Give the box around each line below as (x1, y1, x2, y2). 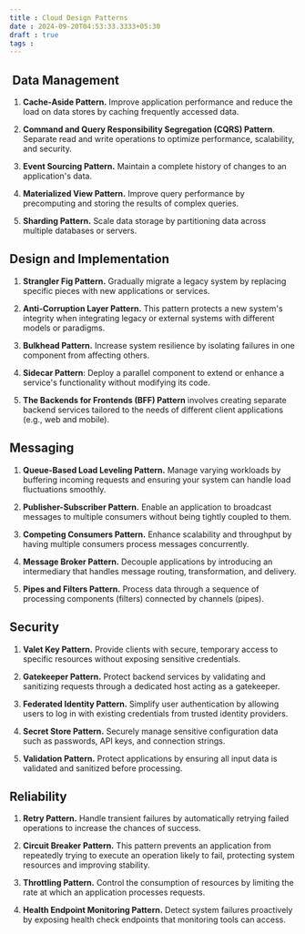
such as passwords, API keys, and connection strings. (22, 735, 226, 746)
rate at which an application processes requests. (22, 887, 206, 898)
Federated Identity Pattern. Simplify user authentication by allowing (22, 698, 280, 709)
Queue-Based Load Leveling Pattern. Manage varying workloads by (22, 464, 281, 475)
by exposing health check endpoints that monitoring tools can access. (22, 914, 287, 925)
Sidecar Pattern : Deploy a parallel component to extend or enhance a (22, 367, 285, 378)
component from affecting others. (22, 350, 150, 360)
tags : (9, 38, 35, 48)
